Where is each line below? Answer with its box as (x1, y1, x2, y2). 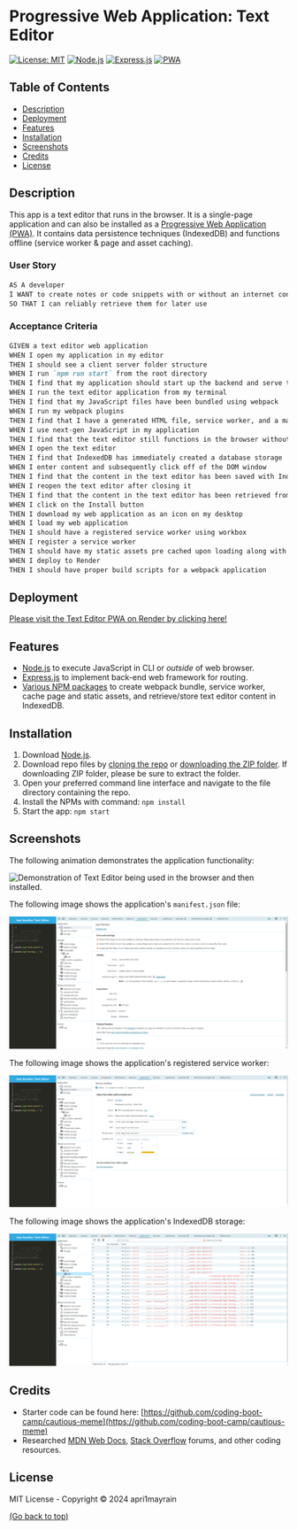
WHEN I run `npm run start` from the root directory (9, 369, 208, 378)
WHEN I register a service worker (9, 537, 137, 546)
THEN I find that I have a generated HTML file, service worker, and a (9, 416, 278, 425)
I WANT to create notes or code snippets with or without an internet (9, 290, 275, 298)
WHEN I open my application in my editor (9, 351, 164, 359)
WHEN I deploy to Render (9, 556, 101, 565)
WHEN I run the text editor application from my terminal (9, 388, 227, 398)
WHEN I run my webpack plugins (9, 406, 125, 415)
